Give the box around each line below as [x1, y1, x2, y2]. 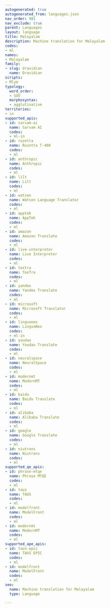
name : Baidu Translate [9, 397, 55, 402]
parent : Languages [5, 25, 42, 30]
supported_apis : [5, 115, 38, 121]
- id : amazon [5, 229, 31, 234]
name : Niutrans [9, 451, 40, 456]
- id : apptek [5, 211, 31, 216]
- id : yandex [5, 284, 31, 288]
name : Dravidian [9, 71, 42, 76]
